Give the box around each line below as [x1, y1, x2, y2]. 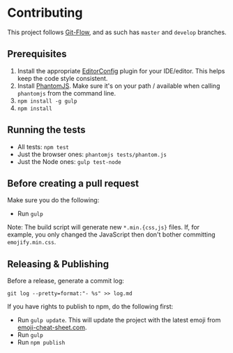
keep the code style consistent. [17, 74, 108, 82]
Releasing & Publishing [7, 258, 110, 270]
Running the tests [7, 124, 86, 136]
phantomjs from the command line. [17, 89, 116, 97]
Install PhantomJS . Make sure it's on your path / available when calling [17, 82, 220, 90]
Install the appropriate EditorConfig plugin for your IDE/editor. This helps [17, 66, 225, 75]
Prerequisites [7, 48, 67, 60]
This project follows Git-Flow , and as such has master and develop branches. [7, 28, 227, 36]
